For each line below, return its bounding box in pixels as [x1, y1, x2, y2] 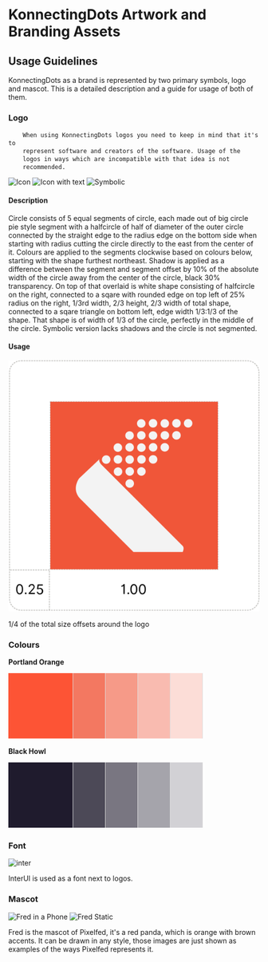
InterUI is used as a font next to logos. [8, 873, 133, 883]
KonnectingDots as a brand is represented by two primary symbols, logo [8, 76, 246, 85]
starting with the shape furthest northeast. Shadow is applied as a [8, 255, 225, 265]
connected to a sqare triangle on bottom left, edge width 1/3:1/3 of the [8, 306, 238, 316]
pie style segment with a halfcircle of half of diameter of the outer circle [8, 222, 244, 231]
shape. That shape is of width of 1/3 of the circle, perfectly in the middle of [8, 315, 254, 325]
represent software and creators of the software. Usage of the [22, 148, 241, 156]
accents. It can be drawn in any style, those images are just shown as [8, 936, 237, 945]
